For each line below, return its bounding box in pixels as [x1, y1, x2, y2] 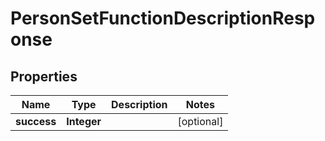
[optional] [177, 115, 224, 128]
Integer [66, 115, 102, 128]
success [15, 115, 57, 128]
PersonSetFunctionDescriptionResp [10, 7, 316, 30]
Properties [10, 68, 78, 85]
